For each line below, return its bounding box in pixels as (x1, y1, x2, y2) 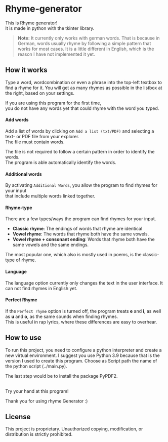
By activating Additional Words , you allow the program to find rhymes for (5, 182, 158, 188)
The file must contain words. (5, 139, 65, 145)
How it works (5, 66, 48, 74)
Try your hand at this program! (5, 388, 69, 394)
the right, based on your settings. (5, 90, 75, 96)
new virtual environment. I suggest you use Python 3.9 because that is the (5, 352, 160, 358)
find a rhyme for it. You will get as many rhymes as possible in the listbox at (5, 85, 162, 91)
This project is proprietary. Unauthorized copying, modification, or (5, 426, 143, 432)
